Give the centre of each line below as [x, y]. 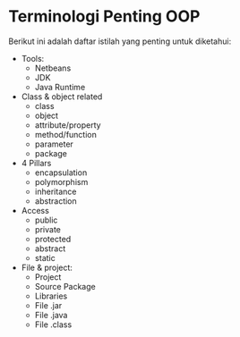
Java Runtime [60, 87]
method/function [66, 134]
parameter [54, 144]
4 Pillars [36, 163]
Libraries [51, 296]
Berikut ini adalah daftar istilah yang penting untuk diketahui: [120, 41]
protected [53, 239]
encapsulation [61, 173]
